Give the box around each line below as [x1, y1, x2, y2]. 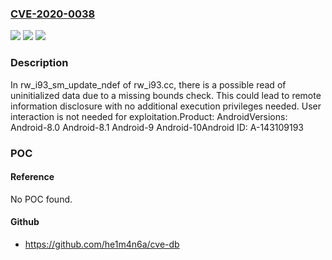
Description [10, 56, 69, 70]
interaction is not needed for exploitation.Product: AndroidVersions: [10, 110, 288, 122]
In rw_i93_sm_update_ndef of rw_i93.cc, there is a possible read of [10, 78, 287, 91]
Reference [10, 171, 55, 183]
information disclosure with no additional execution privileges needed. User [10, 100, 322, 112]
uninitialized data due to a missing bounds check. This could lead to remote [10, 89, 322, 101]
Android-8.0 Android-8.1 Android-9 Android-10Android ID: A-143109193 [10, 121, 305, 133]
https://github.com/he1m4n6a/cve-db [24, 238, 180, 250]
